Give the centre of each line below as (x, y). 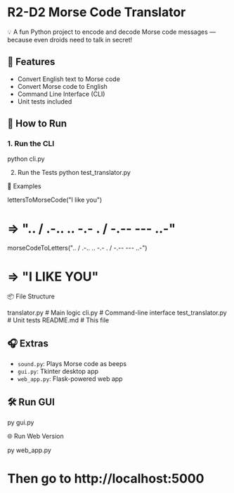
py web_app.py (29, 450)
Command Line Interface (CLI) (61, 94)
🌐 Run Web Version (36, 436)
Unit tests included (45, 101)
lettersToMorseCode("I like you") (55, 200)
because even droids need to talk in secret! (70, 39)
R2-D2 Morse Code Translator (97, 12)
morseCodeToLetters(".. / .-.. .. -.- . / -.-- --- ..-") (77, 248)
